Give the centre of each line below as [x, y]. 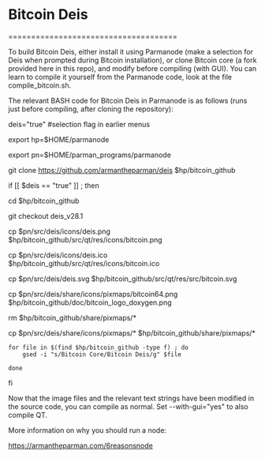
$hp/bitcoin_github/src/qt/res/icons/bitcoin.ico [84, 263]
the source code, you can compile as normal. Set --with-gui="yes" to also [128, 406]
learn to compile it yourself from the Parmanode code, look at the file [120, 77]
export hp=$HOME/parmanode [59, 139]
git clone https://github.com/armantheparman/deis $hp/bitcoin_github [122, 170]
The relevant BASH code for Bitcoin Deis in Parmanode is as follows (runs [128, 100]
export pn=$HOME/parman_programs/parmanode [90, 155]
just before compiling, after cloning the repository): [91, 109]
